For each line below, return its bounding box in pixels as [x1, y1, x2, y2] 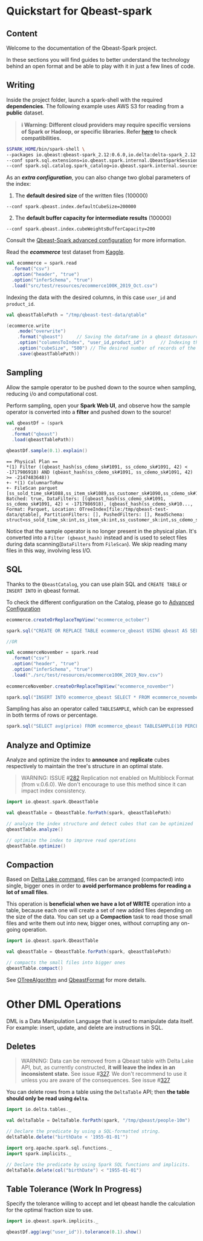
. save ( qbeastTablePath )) [17, 351, 80, 357]
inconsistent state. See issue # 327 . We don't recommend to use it [21, 1070, 187, 1078]
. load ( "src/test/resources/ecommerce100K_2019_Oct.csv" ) [11, 283, 158, 289]
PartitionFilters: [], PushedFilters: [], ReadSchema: [44, 512, 185, 518]
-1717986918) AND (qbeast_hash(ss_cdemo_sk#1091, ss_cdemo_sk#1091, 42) [6, 469, 193, 475]
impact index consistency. [21, 787, 86, 794]
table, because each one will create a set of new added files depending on [6, 907, 192, 914]
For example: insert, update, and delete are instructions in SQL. [6, 1024, 163, 1031]
